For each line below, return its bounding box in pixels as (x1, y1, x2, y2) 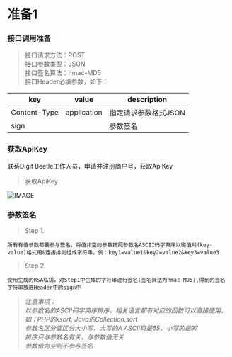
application (65, 108, 103, 118)
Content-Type (11, 108, 59, 118)
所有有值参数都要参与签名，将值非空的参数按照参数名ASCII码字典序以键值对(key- (7, 242, 213, 249)
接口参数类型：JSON (24, 59, 86, 68)
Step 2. (24, 261, 46, 270)
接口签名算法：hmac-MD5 (24, 69, 101, 77)
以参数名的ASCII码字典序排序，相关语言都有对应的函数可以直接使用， (24, 306, 228, 315)
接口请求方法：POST (24, 51, 86, 59)
